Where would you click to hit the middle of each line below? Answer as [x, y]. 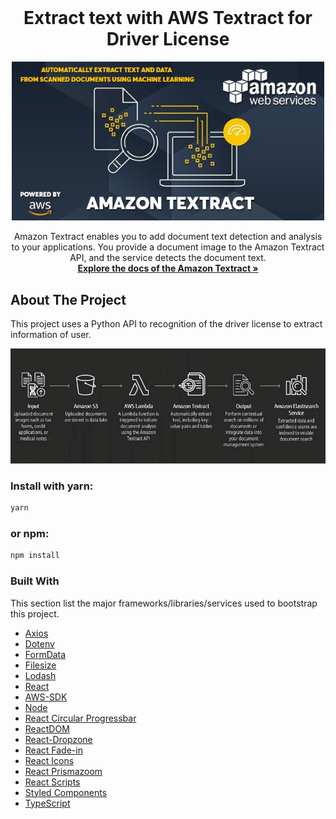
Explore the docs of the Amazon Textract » [168, 268]
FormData [45, 654]
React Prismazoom [63, 771]
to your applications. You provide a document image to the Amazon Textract [168, 247]
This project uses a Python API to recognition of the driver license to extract [166, 323]
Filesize [40, 665]
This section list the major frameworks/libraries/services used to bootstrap [164, 603]
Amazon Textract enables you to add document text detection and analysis [168, 237]
